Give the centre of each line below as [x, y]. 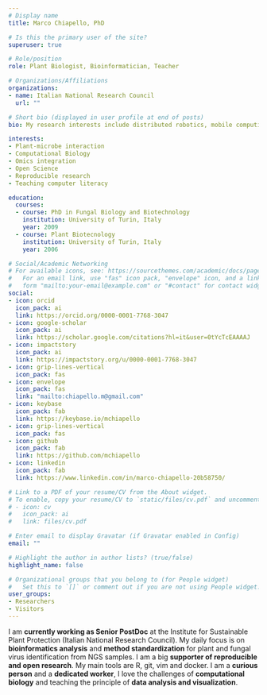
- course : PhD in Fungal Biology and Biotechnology [103, 212]
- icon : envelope [37, 382]
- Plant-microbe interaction [56, 147]
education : [26, 198]
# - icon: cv [30, 507]
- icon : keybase [35, 404]
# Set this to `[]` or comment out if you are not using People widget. [135, 587]
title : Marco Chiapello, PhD [56, 23]
